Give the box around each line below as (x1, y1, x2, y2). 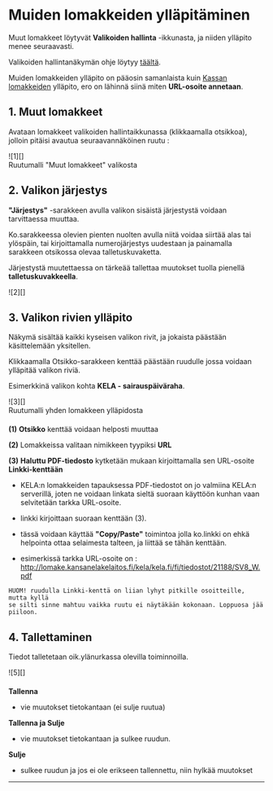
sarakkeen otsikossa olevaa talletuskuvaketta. (8, 247, 162, 257)
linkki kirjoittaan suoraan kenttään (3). (19, 513, 147, 523)
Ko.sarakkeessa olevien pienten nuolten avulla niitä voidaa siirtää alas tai (8, 230, 252, 239)
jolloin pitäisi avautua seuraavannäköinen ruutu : (8, 135, 170, 145)
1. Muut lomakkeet (8, 105, 103, 119)
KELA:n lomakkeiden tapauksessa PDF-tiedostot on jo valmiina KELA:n (19, 481, 257, 490)
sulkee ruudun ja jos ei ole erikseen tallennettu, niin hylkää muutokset (19, 766, 253, 776)
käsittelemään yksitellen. (8, 341, 91, 351)
